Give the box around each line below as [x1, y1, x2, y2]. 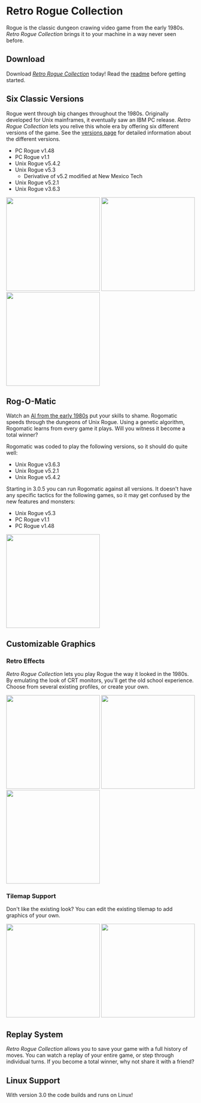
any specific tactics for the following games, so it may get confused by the [6, 492, 190, 499]
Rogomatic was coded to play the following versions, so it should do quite [6, 443, 188, 450]
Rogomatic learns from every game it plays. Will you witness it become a [6, 425, 185, 432]
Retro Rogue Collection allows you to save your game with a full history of [6, 1045, 188, 1053]
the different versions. [6, 135, 61, 142]
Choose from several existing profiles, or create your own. [6, 683, 150, 690]
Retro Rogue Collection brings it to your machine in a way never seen [6, 30, 176, 37]
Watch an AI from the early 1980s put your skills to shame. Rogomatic [6, 412, 178, 419]
